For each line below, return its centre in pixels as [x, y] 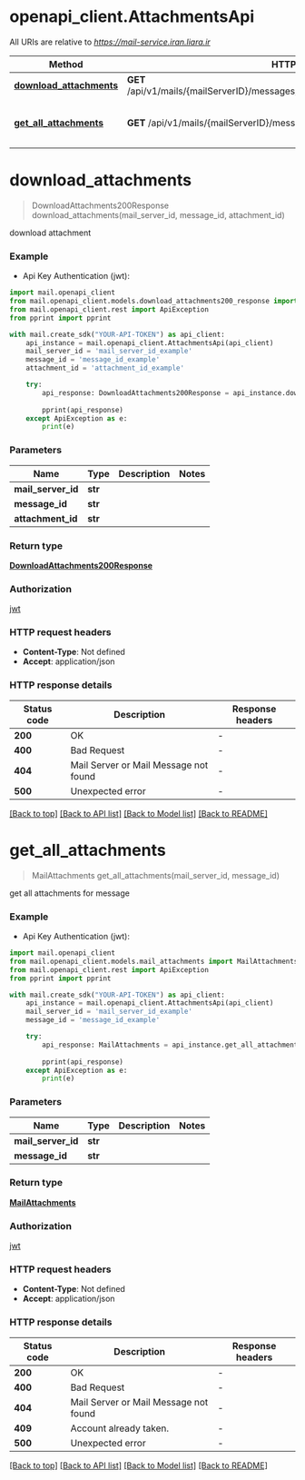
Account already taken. [120, 1428]
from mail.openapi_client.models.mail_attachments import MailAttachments [154, 961]
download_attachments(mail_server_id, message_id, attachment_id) [158, 214]
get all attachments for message [69, 893]
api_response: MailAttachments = [105, 1045]
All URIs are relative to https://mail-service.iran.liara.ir [110, 42]
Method [66, 64]
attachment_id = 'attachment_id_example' [105, 368]
